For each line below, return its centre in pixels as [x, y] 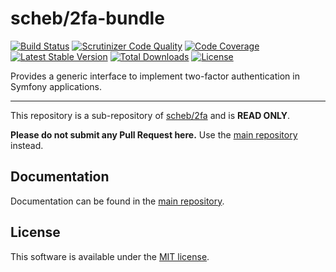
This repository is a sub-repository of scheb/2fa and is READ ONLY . [150, 115]
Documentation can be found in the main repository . [117, 201]
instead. [27, 145]
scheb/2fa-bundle [87, 18]
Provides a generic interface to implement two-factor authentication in [155, 76]
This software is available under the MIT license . [110, 256]
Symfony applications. [56, 86]
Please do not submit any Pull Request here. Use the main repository [154, 134]
